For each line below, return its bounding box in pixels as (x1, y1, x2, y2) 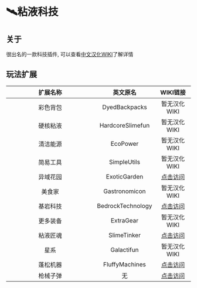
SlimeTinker (108, 231, 141, 239)
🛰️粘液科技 (6, 5, 59, 19)
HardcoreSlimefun (99, 121, 150, 129)
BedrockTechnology (97, 201, 152, 210)
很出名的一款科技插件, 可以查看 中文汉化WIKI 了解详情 (6, 51, 134, 57)
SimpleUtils (108, 157, 141, 166)
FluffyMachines (103, 260, 147, 268)
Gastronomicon (103, 187, 146, 195)
